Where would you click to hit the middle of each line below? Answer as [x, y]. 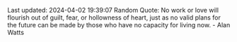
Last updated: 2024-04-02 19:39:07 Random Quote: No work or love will [113, 10]
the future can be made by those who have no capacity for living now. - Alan [119, 25]
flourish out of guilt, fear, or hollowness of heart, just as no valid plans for [114, 17]
